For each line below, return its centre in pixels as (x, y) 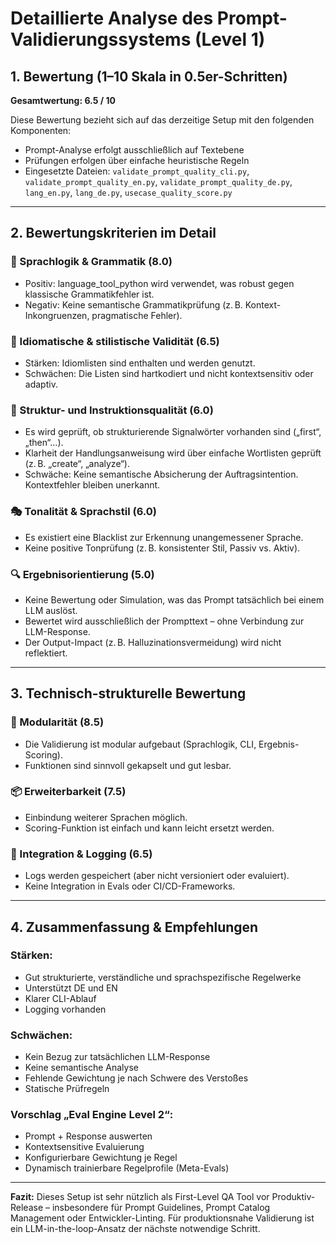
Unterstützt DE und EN (71, 988)
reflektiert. (46, 653)
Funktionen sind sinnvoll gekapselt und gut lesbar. (128, 765)
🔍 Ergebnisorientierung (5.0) (82, 574)
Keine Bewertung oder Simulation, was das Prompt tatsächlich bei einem (174, 599)
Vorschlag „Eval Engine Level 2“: (92, 1115)
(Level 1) (230, 39)
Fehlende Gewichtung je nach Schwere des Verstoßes (136, 1078)
